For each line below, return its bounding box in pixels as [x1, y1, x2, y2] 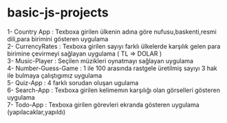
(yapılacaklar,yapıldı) [7, 108, 66, 116]
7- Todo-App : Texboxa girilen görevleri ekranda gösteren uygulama [7, 100, 199, 109]
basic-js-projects [7, 5, 109, 21]
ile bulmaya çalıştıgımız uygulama [7, 71, 102, 80]
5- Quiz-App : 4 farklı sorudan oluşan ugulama [7, 78, 139, 87]
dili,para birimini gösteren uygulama [7, 34, 109, 43]
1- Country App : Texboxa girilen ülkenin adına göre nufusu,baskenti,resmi [7, 27, 217, 36]
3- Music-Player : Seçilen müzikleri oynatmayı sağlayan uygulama [7, 56, 194, 65]
